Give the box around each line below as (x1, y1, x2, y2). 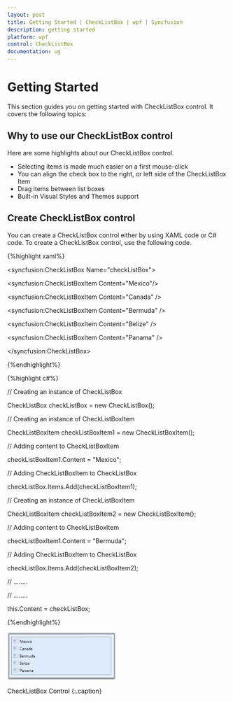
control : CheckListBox (7, 41, 73, 48)
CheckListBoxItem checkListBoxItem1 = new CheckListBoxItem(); (7, 428, 195, 437)
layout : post (7, 11, 45, 18)
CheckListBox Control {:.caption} (7, 687, 102, 695)
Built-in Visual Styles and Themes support (17, 192, 139, 200)
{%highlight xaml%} (7, 252, 65, 260)
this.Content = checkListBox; (7, 604, 91, 612)
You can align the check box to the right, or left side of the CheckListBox (17, 169, 227, 178)
